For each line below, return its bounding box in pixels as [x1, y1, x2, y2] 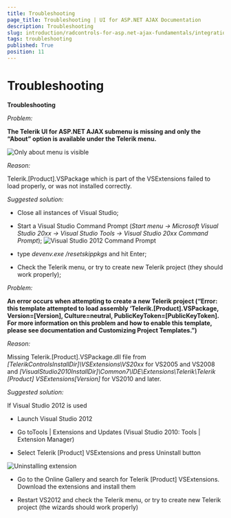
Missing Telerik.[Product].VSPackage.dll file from [7, 352, 146, 361]
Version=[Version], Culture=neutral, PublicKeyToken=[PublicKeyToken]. [7, 311, 219, 319]
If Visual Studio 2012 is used [7, 401, 87, 409]
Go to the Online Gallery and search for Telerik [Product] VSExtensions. [16, 475, 220, 483]
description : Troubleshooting [7, 23, 94, 30]
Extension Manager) [16, 435, 75, 443]
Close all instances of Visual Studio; [16, 208, 119, 216]
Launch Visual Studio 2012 [16, 414, 93, 423]
